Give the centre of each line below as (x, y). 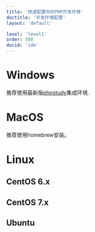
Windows (30, 75)
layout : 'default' (29, 23)
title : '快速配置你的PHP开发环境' (45, 12)
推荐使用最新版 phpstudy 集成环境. (48, 92)
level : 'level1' (26, 34)
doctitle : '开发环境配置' (36, 18)
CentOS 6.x (28, 182)
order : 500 (20, 40)
